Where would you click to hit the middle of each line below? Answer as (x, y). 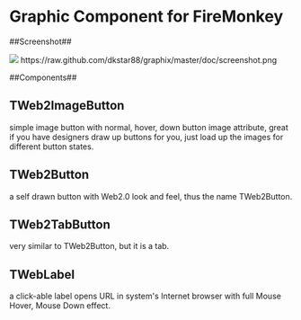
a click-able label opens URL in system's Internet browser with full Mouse (145, 296)
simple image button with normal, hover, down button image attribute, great (149, 127)
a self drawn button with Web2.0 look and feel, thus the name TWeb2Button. (151, 196)
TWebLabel (42, 275)
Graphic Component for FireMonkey (146, 17)
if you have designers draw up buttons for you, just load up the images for (146, 137)
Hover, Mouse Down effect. (60, 306)
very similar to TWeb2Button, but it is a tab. (89, 246)
